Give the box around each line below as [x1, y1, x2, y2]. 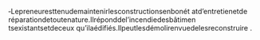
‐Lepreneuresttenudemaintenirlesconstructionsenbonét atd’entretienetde [8, 7, 248, 16]
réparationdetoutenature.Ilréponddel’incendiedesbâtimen [8, 15, 196, 24]
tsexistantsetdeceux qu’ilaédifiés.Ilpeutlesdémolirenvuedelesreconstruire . [8, 24, 253, 32]
